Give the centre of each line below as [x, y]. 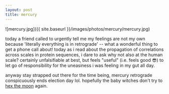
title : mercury [21, 15]
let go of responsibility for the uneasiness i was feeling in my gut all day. [80, 65]
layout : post [19, 10]
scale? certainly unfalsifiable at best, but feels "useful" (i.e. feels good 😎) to [84, 60]
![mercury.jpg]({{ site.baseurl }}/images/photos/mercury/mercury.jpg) [78, 29]
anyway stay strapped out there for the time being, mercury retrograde [79, 75]
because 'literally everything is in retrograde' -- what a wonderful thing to [81, 44]
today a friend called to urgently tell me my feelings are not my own [75, 39]
